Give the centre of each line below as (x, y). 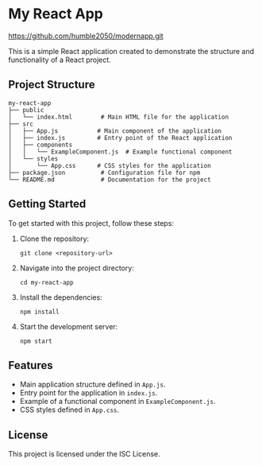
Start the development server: (69, 326)
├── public (26, 110)
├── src (21, 124)
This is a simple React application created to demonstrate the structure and (131, 51)
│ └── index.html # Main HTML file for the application (118, 117)
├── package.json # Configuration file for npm (104, 173)
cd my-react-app (46, 282)
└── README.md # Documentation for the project (110, 180)
